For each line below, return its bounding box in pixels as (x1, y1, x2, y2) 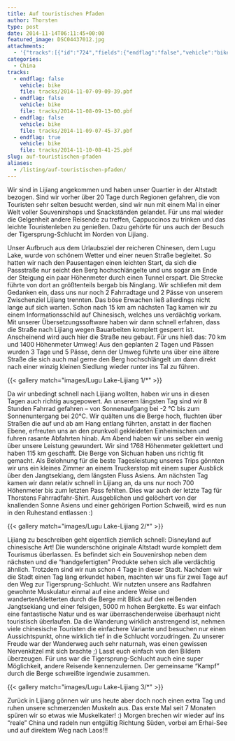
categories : (7, 56, 42, 63)
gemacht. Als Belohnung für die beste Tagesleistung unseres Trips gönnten (7, 456, 225, 465)
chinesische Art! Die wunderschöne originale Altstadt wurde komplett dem (7, 542, 222, 551)
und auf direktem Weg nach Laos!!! (7, 726, 108, 734)
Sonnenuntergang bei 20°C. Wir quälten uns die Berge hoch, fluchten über (7, 412, 222, 420)
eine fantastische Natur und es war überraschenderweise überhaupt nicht (7, 610, 220, 618)
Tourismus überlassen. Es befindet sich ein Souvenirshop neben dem (7, 550, 208, 559)
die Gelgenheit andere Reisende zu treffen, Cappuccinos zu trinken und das (7, 215, 226, 224)
